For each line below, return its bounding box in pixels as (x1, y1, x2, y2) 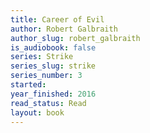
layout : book (10, 107, 65, 118)
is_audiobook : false (10, 42, 97, 53)
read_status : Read (10, 98, 87, 108)
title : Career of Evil (10, 14, 105, 25)
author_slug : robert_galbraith (10, 33, 141, 43)
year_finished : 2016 (10, 89, 97, 99)
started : (10, 80, 47, 90)
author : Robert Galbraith (10, 24, 118, 34)
